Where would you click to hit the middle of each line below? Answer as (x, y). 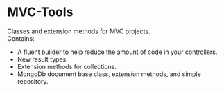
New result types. (42, 59)
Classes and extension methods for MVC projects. (79, 31)
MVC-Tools (40, 12)
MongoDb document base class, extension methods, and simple (109, 74)
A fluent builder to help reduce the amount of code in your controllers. (117, 52)
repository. (33, 81)
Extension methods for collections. (67, 66)
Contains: (21, 38)
